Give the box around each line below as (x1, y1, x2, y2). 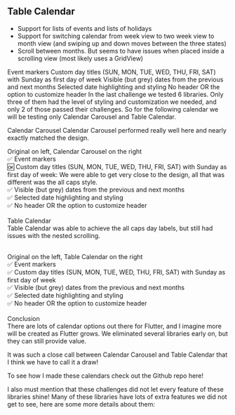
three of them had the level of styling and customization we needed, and (7, 98, 217, 106)
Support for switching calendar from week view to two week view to (17, 32, 215, 40)
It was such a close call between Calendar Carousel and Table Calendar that (7, 350, 228, 359)
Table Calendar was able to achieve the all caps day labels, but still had (7, 224, 213, 232)
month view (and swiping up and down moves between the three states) (17, 39, 227, 48)
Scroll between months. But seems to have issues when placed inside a (17, 46, 224, 55)
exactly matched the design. (7, 133, 90, 142)
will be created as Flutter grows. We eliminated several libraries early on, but (7, 329, 228, 338)
